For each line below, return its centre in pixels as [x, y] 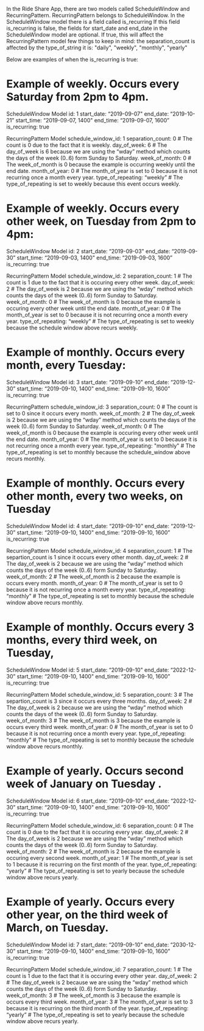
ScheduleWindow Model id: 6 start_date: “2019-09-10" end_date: [88, 801]
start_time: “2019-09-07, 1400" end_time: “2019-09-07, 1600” [92, 120]
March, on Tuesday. [58, 927]
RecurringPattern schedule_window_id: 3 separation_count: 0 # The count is [102, 407]
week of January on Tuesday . [84, 783]
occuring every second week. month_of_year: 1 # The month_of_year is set [100, 857]
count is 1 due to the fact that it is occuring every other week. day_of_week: [101, 282]
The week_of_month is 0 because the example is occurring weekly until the [101, 164]
